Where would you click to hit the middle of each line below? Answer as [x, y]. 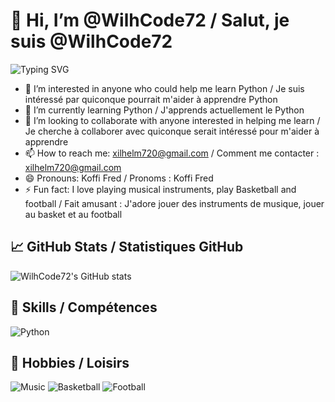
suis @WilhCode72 [91, 41]
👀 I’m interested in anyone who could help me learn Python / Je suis [164, 88]
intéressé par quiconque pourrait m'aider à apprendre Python [151, 99]
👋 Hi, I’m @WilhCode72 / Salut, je [150, 20]
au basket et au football [73, 214]
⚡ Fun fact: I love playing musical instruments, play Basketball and [160, 189]
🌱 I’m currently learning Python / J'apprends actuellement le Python [164, 110]
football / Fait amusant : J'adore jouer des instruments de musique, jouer [174, 203]
